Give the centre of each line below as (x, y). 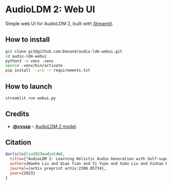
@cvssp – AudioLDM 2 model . (45, 126)
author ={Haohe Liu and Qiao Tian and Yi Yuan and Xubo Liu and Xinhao (87, 164)
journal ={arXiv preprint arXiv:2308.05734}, (58, 169)
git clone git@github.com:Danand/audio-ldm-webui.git (64, 51)
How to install (28, 40)
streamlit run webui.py (31, 98)
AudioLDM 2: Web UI (50, 9)
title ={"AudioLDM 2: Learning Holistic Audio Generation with (78, 159)
